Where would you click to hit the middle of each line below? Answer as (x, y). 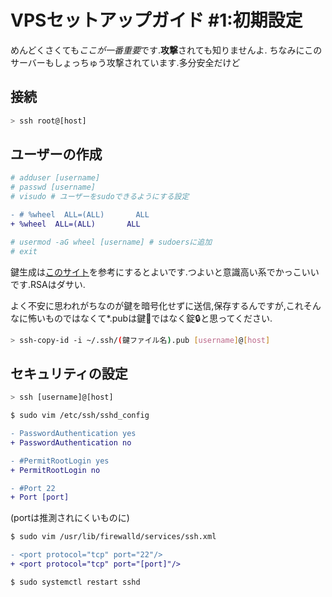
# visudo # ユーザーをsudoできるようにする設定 (100, 197)
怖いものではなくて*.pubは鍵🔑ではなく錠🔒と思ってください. (150, 318)
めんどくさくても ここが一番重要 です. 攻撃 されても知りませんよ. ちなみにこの (166, 50)
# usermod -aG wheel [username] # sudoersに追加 (111, 242)
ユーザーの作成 (56, 154)
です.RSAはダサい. (48, 284)
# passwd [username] (53, 187)
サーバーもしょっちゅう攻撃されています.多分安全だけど (125, 62)
